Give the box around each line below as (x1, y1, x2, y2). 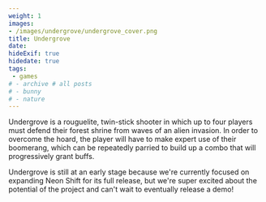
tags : (8, 65, 27, 73)
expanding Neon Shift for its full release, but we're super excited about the (8, 176, 258, 186)
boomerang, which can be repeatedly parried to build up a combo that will (8, 143, 256, 153)
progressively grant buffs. (8, 152, 95, 161)
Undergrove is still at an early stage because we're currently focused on (8, 167, 250, 177)
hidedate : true (8, 58, 60, 66)
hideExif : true (8, 49, 60, 58)
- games (11, 72, 38, 80)
